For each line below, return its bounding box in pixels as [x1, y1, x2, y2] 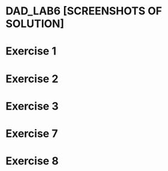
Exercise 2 [5, 72, 59, 85]
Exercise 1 [5, 44, 57, 58]
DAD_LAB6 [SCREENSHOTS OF [5, 4, 163, 18]
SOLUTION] [5, 17, 65, 31]
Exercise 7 [5, 127, 58, 140]
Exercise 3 [5, 99, 59, 113]
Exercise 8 [5, 154, 59, 168]
